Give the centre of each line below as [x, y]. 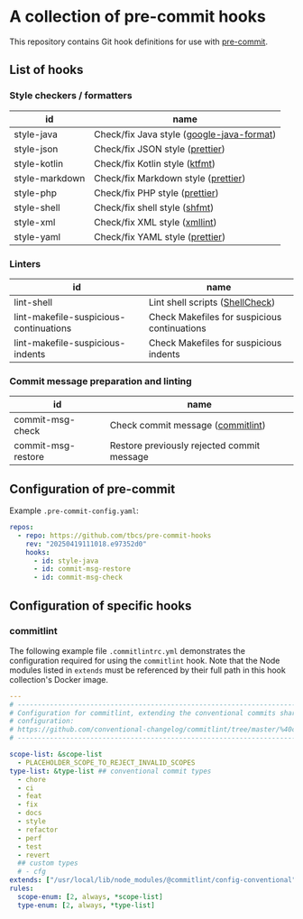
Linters [25, 263]
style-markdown [50, 178]
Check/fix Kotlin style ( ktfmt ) [155, 163]
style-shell [37, 207]
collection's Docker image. [59, 679]
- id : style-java [66, 561]
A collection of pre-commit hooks [138, 17]
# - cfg [32, 872]
